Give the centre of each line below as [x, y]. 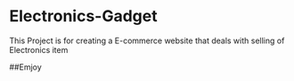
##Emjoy [25, 67]
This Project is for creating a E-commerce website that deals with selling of [147, 40]
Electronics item [39, 49]
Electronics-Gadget [83, 16]
